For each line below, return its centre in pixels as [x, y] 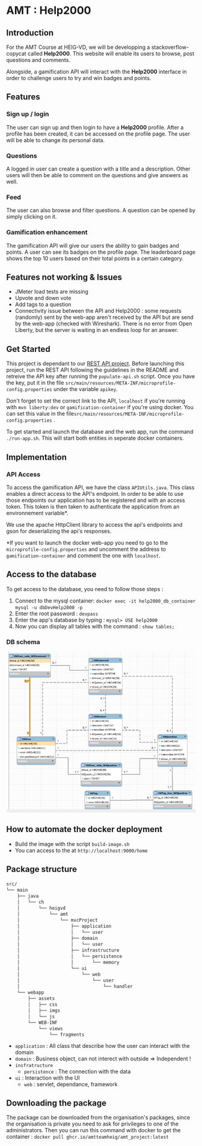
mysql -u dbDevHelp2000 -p [49, 607]
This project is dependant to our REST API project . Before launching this [95, 364]
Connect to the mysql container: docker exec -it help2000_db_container [105, 601]
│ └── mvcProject [57, 920]
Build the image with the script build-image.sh [72, 844]
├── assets [41, 998]
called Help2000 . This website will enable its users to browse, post [111, 54]
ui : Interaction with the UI [47, 1078]
